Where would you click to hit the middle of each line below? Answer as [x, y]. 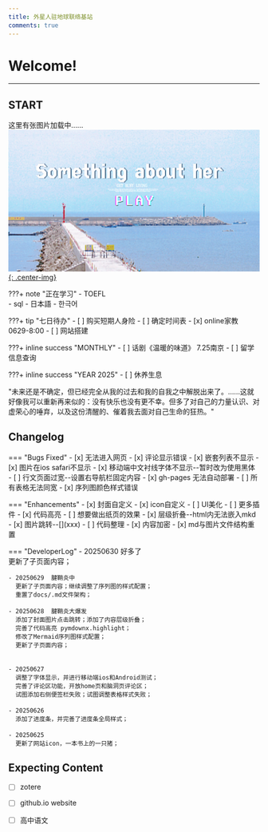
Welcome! [43, 66]
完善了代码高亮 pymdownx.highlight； [73, 628]
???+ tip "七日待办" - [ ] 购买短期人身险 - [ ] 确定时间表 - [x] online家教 [123, 320]
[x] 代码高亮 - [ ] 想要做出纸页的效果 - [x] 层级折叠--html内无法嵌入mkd [140, 514]
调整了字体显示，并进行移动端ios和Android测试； [87, 677]
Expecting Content [56, 768]
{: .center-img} [33, 277]
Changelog [36, 437]
